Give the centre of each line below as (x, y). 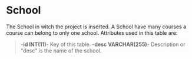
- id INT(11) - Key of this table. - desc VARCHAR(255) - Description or (103, 44)
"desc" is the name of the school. (61, 50)
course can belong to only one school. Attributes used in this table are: (92, 32)
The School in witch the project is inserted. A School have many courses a (96, 27)
